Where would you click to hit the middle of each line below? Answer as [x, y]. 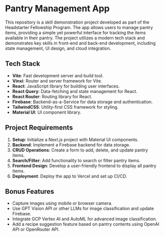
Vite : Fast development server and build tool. [58, 75]
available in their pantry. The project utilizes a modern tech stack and [75, 38]
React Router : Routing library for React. [52, 96]
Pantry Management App [57, 9]
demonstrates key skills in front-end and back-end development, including [81, 43]
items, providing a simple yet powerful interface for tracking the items [76, 32]
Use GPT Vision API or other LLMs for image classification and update [83, 208]
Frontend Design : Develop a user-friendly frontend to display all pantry [84, 166]
